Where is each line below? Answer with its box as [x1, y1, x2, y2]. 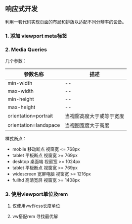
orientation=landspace [7, 122, 60, 129]
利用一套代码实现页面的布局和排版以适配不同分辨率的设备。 [5, 19, 127, 25]
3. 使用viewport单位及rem [5, 190, 68, 197]
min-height [7, 96, 34, 103]
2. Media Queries [5, 46, 47, 53]
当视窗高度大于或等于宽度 [65, 113, 125, 120]
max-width [7, 88, 34, 95]
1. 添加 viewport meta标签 [5, 32, 68, 39]
